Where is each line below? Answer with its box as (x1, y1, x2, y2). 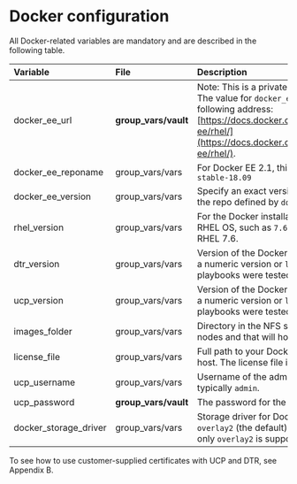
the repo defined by (197, 196, 279, 208)
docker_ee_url (13, 113, 72, 126)
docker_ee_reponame (13, 165, 104, 178)
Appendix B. (9, 465, 54, 475)
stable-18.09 (197, 173, 252, 182)
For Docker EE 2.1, (197, 161, 275, 173)
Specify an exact (197, 184, 267, 196)
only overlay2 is (197, 432, 263, 444)
